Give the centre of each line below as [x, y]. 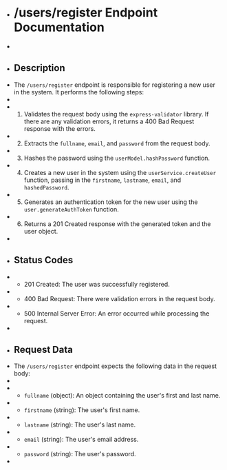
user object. [41, 231]
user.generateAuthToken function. [71, 209]
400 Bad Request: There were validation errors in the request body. [119, 298]
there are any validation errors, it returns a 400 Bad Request [109, 121]
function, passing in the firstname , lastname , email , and [102, 180]
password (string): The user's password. [80, 454]
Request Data [43, 349]
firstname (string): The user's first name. [82, 410]
